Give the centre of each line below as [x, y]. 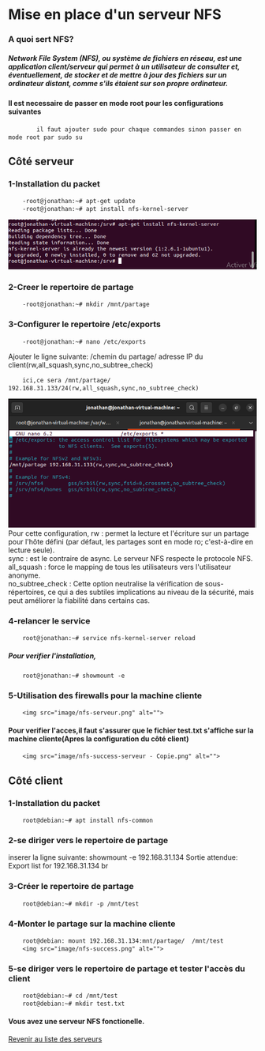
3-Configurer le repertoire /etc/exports [85, 324]
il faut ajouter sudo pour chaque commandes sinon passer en [139, 129]
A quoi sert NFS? [41, 40]
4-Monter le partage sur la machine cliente [92, 924]
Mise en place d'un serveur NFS [115, 15]
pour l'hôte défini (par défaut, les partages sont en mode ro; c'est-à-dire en [131, 541]
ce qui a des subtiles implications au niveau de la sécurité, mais [151, 592]
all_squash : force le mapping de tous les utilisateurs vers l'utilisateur [120, 567]
